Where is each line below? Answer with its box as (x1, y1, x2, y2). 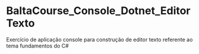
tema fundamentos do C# (6, 42, 69, 49)
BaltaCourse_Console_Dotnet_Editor (6, 4, 191, 18)
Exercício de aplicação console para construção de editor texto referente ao (6, 36, 193, 43)
